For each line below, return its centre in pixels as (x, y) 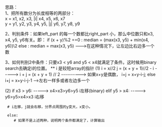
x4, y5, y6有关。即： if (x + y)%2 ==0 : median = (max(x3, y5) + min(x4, (77, 40)
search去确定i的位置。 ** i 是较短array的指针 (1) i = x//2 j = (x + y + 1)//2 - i (80, 68)
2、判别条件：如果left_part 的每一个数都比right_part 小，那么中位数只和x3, (80, 34)
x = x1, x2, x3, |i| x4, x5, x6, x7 (35, 19)
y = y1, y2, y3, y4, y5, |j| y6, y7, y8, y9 (42, 24)
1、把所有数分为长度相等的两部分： (40, 13)
